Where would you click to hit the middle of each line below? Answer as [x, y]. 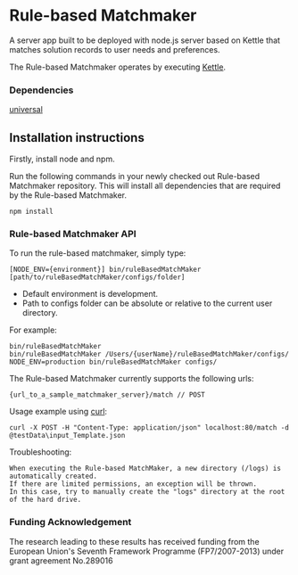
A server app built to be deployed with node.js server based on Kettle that [145, 40]
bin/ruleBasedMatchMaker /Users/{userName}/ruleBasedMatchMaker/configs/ [149, 354]
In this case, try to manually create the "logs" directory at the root [147, 492]
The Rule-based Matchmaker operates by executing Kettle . [117, 67]
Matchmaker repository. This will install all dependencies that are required [145, 186]
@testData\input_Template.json [67, 436]
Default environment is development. [90, 294]
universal [26, 110]
